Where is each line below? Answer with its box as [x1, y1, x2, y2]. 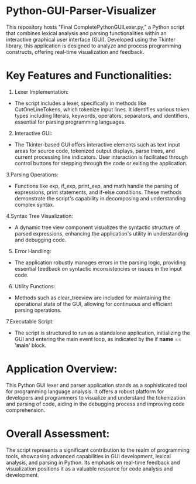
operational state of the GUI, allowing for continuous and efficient [14, 300, 173, 307]
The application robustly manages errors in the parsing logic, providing [14, 259, 186, 266]
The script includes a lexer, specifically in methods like [14, 100, 146, 107]
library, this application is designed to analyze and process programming [6, 42, 181, 49]
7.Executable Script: [6, 318, 54, 325]
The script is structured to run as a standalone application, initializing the [14, 329, 190, 336]
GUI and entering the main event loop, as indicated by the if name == [14, 335, 182, 342]
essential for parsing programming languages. [14, 118, 126, 125]
